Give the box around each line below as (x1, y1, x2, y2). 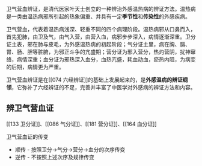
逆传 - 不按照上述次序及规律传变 (14, 153, 95, 161)
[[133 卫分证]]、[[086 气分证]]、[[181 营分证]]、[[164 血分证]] (6, 120, 158, 127)
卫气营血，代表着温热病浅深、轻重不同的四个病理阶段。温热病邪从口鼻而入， (6, 26, 196, 33)
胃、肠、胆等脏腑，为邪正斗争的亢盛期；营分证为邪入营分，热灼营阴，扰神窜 (6, 48, 196, 56)
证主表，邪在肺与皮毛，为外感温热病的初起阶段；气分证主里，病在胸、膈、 (6, 41, 191, 48)
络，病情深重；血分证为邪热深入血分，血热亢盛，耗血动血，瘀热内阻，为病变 (6, 56, 196, 63)
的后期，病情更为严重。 (6, 63, 64, 71)
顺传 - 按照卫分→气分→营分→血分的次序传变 (14, 145, 126, 153)
